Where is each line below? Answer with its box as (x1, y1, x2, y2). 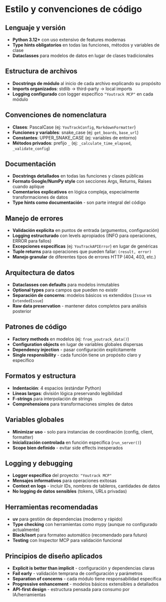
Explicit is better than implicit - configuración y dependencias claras (12, 565, 155, 571)
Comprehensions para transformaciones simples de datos (12, 401, 133, 407)
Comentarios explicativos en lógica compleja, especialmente (12, 189, 140, 195)
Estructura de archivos (5, 67, 78, 75)
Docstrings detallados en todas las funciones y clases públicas (12, 173, 144, 179)
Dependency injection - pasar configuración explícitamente (12, 346, 136, 352)
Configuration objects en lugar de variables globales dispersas (12, 341, 144, 347)
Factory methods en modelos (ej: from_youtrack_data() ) (12, 336, 130, 342)
